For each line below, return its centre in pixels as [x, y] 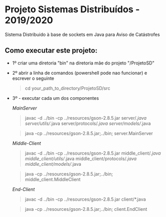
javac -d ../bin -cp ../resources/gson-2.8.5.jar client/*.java [85, 199]
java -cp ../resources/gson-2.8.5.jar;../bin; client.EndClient [86, 209]
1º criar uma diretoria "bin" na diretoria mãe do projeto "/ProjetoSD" [83, 63]
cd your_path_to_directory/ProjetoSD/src [67, 88]
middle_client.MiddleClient [53, 179]
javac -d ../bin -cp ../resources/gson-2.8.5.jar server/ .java [86, 118]
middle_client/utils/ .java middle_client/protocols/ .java [81, 158]
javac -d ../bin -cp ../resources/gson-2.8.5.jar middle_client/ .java [93, 153]
